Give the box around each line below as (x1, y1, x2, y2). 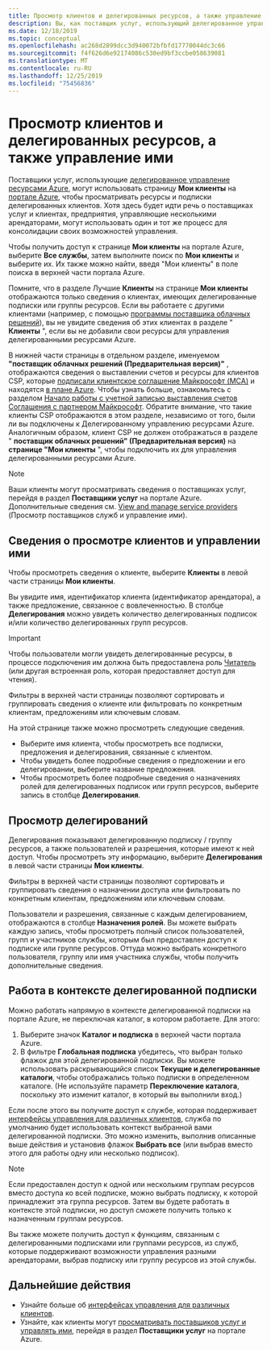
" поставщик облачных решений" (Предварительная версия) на (8, 437, 236, 446)
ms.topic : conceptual (8, 34, 81, 43)
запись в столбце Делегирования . (19, 790, 141, 800)
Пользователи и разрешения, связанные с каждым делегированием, (8, 909, 248, 919)
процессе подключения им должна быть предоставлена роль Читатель (8, 658, 256, 667)
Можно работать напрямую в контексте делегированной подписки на (8, 1005, 252, 1015)
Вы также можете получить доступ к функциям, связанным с (8, 1229, 220, 1239)
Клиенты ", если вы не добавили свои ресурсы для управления (8, 326, 230, 336)
